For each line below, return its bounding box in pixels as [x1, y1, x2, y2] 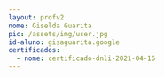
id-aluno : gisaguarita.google [8, 37, 121, 47]
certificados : [8, 46, 61, 55]
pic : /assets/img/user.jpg [8, 29, 108, 38]
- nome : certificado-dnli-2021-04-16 [16, 54, 156, 63]
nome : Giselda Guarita [8, 21, 92, 30]
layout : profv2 [8, 12, 65, 22]
